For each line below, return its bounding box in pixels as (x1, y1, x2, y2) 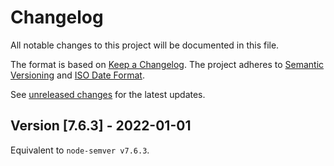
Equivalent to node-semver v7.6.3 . (10, 144, 150, 156)
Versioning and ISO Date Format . (10, 69, 145, 81)
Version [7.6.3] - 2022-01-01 (10, 117, 192, 135)
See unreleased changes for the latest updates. (10, 88, 206, 100)
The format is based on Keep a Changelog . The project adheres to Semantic (10, 58, 325, 70)
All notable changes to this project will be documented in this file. (10, 39, 280, 51)
